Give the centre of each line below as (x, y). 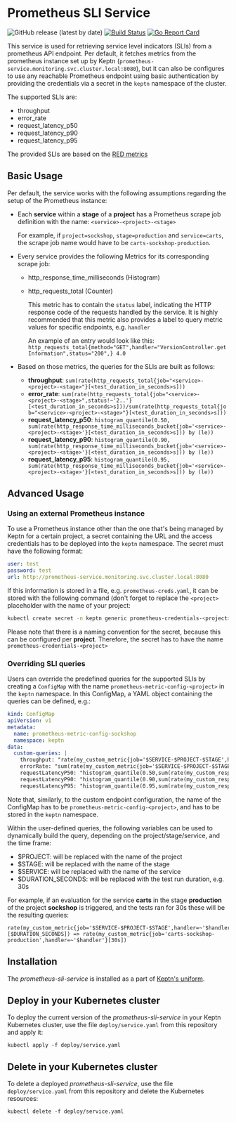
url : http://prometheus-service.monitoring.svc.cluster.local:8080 (108, 578)
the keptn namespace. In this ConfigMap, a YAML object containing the (110, 694)
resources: (23, 1099)
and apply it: (25, 1032)
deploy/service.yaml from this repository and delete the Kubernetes (106, 1091)
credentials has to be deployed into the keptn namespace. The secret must (115, 544)
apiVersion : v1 (29, 721)
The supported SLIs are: (42, 97)
